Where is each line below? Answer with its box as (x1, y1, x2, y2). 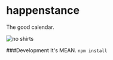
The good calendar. (6, 23, 54, 31)
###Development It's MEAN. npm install (6, 46, 108, 54)
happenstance (6, 4, 80, 17)
